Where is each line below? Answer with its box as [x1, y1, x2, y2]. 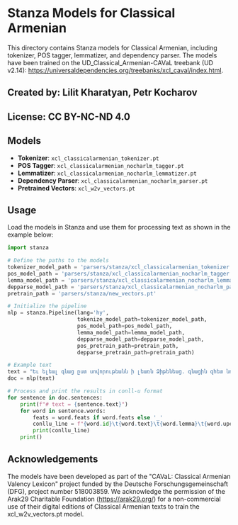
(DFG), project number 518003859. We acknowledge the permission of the [7, 487, 225, 495]
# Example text [7, 361, 52, 369]
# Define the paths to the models [7, 257, 110, 264]
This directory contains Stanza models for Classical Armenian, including [7, 43, 217, 52]
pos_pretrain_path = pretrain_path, [76, 342, 179, 349]
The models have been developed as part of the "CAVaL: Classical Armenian [7, 472, 231, 480]
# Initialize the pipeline [7, 303, 87, 310]
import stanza [7, 244, 50, 252]
